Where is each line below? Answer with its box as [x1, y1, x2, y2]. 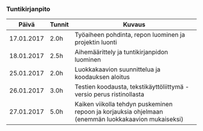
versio [74, 90, 92, 98]
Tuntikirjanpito [6, 5, 51, 13]
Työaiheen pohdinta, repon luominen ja [74, 31, 185, 39]
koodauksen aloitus [74, 73, 130, 81]
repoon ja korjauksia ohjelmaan [74, 107, 163, 116]
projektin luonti [74, 38, 117, 46]
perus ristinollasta [93, 90, 144, 98]
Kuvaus [123, 21, 146, 29]
